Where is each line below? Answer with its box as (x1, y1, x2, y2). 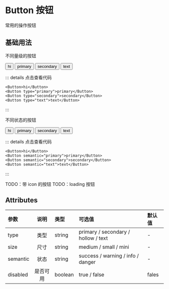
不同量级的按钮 (5, 52, 36, 58)
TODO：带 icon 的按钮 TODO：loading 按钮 (5, 181, 95, 187)
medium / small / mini (78, 243, 129, 250)
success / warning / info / (78, 252, 139, 259)
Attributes (5, 196, 38, 204)
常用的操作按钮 (5, 22, 36, 28)
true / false (78, 271, 105, 278)
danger (78, 258, 96, 265)
